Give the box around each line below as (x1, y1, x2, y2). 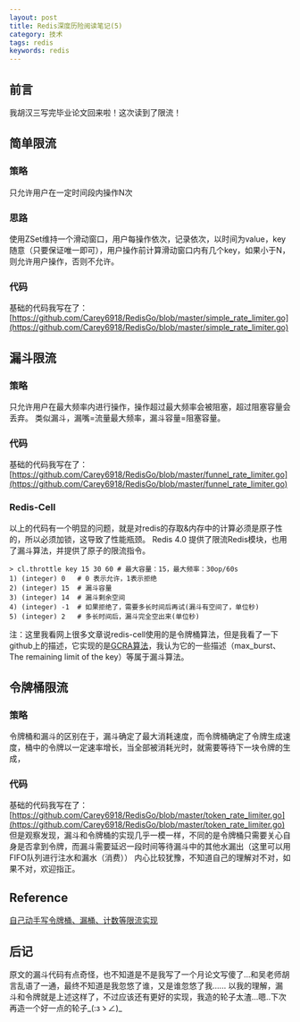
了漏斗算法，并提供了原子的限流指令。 (9, 545, 150, 556)
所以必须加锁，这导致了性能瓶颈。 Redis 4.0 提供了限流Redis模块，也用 (24, 533, 287, 544)
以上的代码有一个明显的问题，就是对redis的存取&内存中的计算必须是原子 (9, 523, 275, 533)
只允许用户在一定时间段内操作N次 (9, 187, 133, 198)
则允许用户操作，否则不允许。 (9, 256, 119, 267)
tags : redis (9, 38, 54, 47)
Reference (9, 890, 69, 905)
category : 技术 (9, 30, 63, 38)
